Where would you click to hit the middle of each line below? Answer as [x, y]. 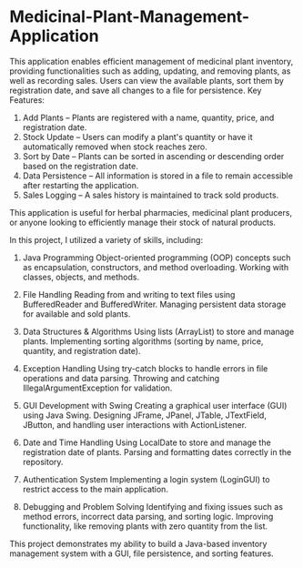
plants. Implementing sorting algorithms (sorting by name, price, [143, 341]
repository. [43, 461]
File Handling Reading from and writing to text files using [129, 294]
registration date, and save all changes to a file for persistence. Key [136, 90]
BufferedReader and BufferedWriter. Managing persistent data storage [154, 304]
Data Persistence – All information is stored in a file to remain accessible [158, 176]
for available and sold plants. [76, 314]
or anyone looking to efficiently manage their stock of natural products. [142, 222]
